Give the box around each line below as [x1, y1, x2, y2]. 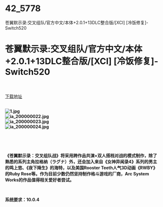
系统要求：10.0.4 [5, 196, 40, 202]
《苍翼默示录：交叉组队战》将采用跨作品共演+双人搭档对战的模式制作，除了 [5, 153, 157, 158]
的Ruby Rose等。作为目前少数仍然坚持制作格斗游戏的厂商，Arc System [5, 171, 149, 176]
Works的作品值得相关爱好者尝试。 [5, 177, 74, 183]
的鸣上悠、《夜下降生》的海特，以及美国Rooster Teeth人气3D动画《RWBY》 [5, 165, 158, 171]
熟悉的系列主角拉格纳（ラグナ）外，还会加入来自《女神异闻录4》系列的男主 [5, 158, 157, 164]
